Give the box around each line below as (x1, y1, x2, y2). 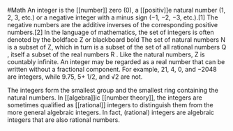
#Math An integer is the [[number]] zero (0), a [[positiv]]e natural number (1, (7, 6, 226, 14)
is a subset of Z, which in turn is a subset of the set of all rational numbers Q (7, 43, 227, 51)
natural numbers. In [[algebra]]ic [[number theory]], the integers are (7, 93, 202, 102)
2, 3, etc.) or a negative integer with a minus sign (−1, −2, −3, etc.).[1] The (7, 13, 218, 22)
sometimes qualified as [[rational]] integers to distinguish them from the (7, 101, 214, 109)
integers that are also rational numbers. (7, 116, 121, 124)
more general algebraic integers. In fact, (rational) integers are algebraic (7, 108, 215, 116)
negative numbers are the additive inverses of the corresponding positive (7, 21, 218, 29)
